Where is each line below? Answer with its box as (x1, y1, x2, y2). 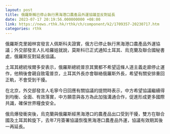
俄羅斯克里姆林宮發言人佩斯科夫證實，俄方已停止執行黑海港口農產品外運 (5, 41, 156, 47)
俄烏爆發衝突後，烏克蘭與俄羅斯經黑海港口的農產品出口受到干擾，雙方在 (5, 111, 156, 117)
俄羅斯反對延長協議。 (14, 54, 59, 60)
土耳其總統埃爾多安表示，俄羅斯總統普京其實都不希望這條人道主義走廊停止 (5, 64, 160, 70)
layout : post (5, 7, 33, 13)
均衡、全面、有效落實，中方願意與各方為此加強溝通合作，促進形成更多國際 (9, 94, 165, 100)
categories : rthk (5, 26, 42, 31)
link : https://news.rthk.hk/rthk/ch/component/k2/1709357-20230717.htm (5, 21, 159, 27)
